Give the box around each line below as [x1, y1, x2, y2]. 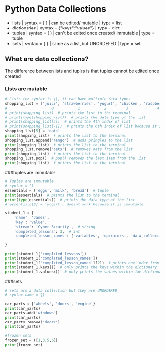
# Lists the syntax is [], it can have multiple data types [5, 97, 131, 102]
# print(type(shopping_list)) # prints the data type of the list [5, 115, 146, 120]
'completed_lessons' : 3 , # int [14, 229, 80, 234]
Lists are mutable [5, 85, 48, 92]
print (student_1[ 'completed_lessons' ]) [5, 251, 87, 256]
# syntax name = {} [5, 293, 45, 297]
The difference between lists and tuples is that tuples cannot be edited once [5, 68, 160, 74]
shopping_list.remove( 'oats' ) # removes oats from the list [5, 147, 133, 152]
